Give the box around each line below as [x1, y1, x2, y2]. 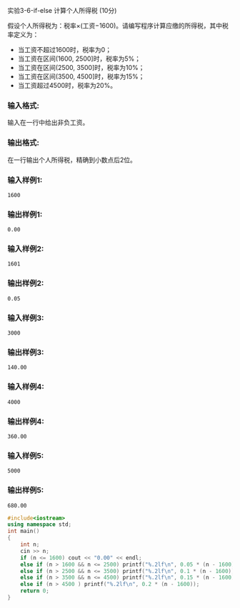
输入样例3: [7, 313, 44, 323]
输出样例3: [7, 348, 44, 357]
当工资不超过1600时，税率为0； [17, 46, 112, 54]
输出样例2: [7, 278, 44, 288]
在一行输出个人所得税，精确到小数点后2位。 [7, 156, 137, 164]
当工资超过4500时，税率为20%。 [17, 81, 116, 89]
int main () [7, 527, 40, 535]
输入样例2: [7, 244, 44, 254]
